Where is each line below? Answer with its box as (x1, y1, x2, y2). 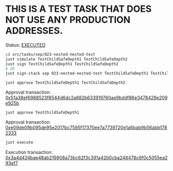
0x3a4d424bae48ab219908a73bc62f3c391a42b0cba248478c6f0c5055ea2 (5, 155, 168, 161)
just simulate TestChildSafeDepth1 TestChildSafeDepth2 (5, 56, 128, 62)
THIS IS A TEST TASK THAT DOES (5, 3, 152, 15)
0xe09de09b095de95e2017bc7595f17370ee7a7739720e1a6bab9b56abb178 (5, 124, 167, 131)
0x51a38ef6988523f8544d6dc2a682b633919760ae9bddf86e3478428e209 (5, 94, 168, 101)
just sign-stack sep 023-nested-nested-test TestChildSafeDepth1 (5, 71, 148, 76)
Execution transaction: (5, 149, 53, 156)
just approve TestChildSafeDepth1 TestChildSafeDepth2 (5, 80, 126, 85)
